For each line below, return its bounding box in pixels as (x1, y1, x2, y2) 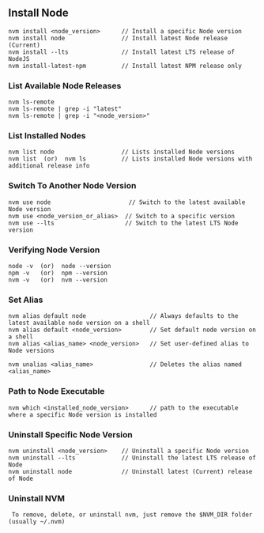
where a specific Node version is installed (8, 410, 157, 418)
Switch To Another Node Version (8, 180, 137, 191)
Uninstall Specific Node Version (8, 429, 133, 440)
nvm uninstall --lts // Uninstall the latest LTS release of (8, 454, 257, 462)
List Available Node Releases (8, 80, 122, 91)
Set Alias (8, 294, 43, 305)
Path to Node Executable (8, 386, 105, 397)
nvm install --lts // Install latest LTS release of (8, 47, 236, 56)
